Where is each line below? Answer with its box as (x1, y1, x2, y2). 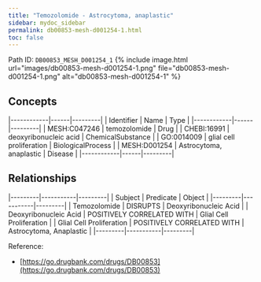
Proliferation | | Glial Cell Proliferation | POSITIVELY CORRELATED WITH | (8, 217, 244, 227)
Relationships (8, 172, 77, 185)
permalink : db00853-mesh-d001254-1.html (8, 26, 143, 34)
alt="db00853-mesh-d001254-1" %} (61, 72, 182, 81)
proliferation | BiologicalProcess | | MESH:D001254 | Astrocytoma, (8, 141, 222, 150)
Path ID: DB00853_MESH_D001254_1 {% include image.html (8, 55, 189, 65)
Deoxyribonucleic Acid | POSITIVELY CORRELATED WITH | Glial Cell (8, 210, 229, 219)
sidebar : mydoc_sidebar (8, 19, 86, 27)
